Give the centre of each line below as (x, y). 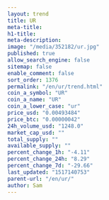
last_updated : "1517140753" (49, 172)
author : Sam (25, 185)
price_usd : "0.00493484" (44, 113)
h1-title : (22, 34)
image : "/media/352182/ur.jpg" (53, 47)
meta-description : (34, 40)
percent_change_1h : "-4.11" (49, 152)
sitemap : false (30, 67)
